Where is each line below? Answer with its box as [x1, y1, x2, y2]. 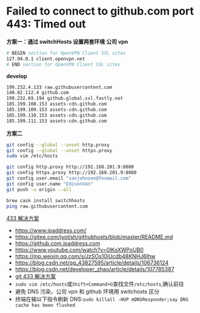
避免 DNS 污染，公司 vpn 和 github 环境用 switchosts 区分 [15, 288, 159, 295]
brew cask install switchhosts [6, 197, 85, 204]
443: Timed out [6, 17, 86, 31]
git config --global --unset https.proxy [6, 147, 113, 153]
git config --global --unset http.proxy [6, 141, 110, 148]
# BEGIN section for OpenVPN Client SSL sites [6, 50, 126, 56]
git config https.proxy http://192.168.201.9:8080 [6, 170, 137, 176]
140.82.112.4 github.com [6, 90, 69, 96]
